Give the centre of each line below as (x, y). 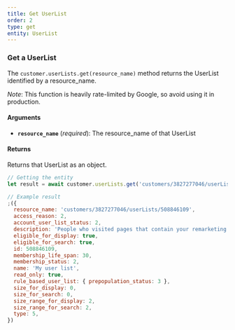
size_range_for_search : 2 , (53, 308)
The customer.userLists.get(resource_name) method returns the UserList (113, 73)
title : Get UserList (37, 14)
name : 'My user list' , (47, 268)
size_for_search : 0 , (43, 294)
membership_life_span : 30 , (53, 255)
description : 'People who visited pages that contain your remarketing (120, 229)
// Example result (34, 197)
